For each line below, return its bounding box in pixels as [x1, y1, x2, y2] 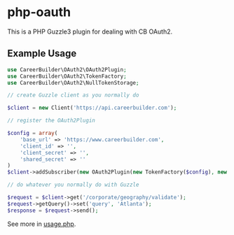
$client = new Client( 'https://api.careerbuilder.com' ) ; [7, 104, 177, 112]
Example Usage [7, 48, 77, 59]
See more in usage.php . [7, 220, 76, 228]
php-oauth [7, 4, 71, 20]
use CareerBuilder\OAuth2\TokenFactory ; [7, 73, 128, 80]
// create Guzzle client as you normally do [7, 92, 139, 99]
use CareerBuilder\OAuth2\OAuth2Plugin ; [7, 66, 128, 73]
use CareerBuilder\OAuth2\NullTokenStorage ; [7, 79, 139, 86]
